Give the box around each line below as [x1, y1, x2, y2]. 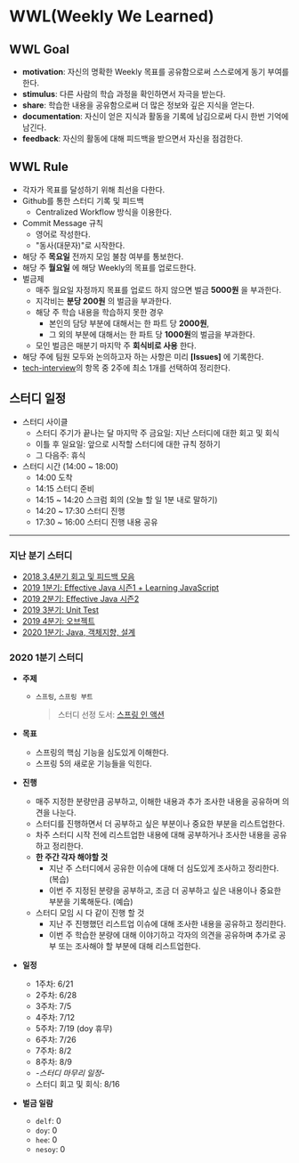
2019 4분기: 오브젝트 [21, 615, 95, 626]
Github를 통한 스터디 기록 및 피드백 [21, 195, 144, 206]
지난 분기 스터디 [9, 549, 73, 562]
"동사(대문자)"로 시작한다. [35, 240, 125, 250]
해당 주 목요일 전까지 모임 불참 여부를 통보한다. [21, 251, 184, 262]
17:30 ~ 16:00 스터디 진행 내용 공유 [35, 516, 158, 527]
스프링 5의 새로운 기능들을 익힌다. [35, 759, 153, 769]
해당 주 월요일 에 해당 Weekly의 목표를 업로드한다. [21, 262, 197, 272]
